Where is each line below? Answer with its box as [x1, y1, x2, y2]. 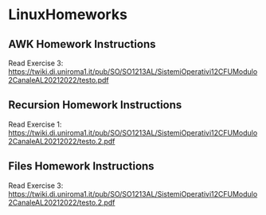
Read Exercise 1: [8, 119, 62, 129]
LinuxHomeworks [8, 6, 127, 24]
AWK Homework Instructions [8, 37, 156, 51]
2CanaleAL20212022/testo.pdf [8, 76, 109, 84]
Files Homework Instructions [8, 159, 155, 173]
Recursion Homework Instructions [8, 98, 182, 112]
